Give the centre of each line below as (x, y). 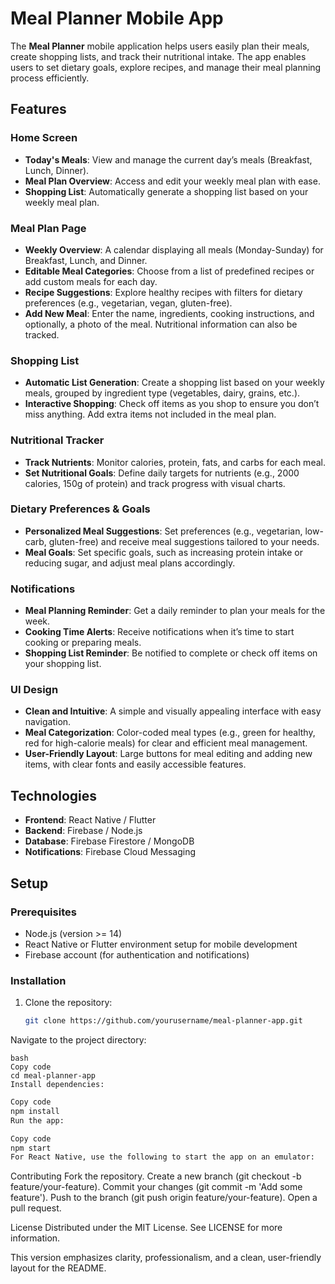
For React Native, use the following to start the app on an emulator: (162, 1157)
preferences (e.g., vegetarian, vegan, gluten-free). (128, 303)
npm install (35, 1111)
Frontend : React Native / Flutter (90, 820)
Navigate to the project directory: (78, 1040)
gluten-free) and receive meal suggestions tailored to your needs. (184, 541)
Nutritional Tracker (57, 440)
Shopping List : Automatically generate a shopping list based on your (166, 191)
